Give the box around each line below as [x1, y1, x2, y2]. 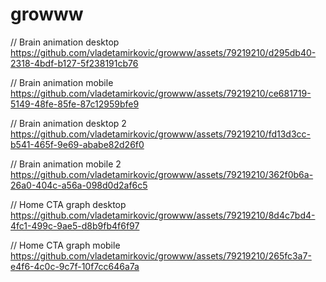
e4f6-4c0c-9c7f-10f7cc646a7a [10, 260, 140, 272]
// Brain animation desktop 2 [10, 117, 127, 129]
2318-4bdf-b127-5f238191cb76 [10, 57, 139, 69]
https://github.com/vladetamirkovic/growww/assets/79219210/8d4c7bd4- [10, 209, 316, 221]
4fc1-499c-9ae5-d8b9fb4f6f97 [10, 219, 140, 232]
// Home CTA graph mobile [10, 239, 121, 251]
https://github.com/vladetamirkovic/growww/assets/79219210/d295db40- [10, 46, 317, 58]
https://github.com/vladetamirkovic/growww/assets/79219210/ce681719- [10, 87, 312, 99]
